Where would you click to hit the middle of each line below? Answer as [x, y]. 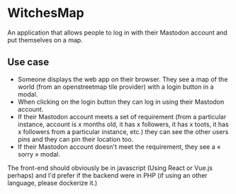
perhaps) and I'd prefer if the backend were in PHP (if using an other [107, 175]
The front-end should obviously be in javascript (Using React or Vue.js [110, 168]
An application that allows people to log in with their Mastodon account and [118, 32]
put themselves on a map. [45, 40]
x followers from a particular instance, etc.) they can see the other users [123, 131]
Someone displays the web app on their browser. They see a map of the [123, 79]
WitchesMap [46, 13]
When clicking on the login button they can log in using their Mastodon [121, 102]
